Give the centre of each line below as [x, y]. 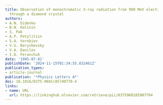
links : [12, 86]
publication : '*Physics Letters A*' [42, 77]
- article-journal [24, 73]
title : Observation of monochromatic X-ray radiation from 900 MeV [75, 9]
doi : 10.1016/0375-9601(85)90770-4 [41, 81]
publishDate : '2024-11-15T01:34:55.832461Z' [51, 63]
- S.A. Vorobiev [21, 41]
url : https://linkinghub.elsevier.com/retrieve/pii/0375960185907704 [81, 95]
